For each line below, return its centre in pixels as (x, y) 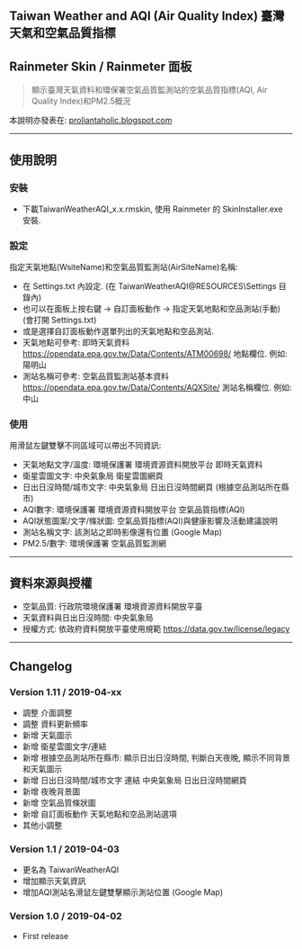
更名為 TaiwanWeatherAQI (71, 870)
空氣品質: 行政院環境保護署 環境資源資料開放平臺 (112, 607)
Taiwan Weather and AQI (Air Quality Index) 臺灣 (147, 16)
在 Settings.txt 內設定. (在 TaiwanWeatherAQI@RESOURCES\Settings (149, 286)
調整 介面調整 (47, 712)
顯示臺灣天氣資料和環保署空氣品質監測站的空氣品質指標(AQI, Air (149, 90)
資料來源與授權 (51, 583)
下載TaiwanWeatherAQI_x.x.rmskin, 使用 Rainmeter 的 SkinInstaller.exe (152, 209)
